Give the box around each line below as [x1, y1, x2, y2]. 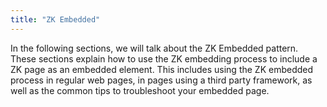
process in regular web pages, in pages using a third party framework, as [10, 74, 313, 86]
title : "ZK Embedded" [10, 14, 101, 25]
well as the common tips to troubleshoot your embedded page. [10, 84, 270, 96]
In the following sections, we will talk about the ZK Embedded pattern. [10, 42, 299, 54]
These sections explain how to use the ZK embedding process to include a [10, 52, 318, 65]
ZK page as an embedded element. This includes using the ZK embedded [10, 63, 314, 75]
